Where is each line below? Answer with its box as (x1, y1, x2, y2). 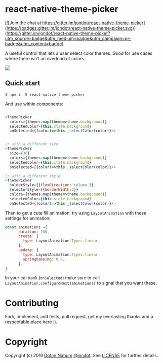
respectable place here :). (5, 319, 58, 325)
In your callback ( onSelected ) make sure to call (5, 275, 100, 281)
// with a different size (5, 142, 58, 146)
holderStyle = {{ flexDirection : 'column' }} (9, 182, 94, 188)
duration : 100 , (18, 229, 50, 234)
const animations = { (5, 224, 48, 230)
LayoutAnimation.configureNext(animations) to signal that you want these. (5, 280, 157, 286)
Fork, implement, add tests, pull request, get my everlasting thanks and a (5, 314, 153, 320)
